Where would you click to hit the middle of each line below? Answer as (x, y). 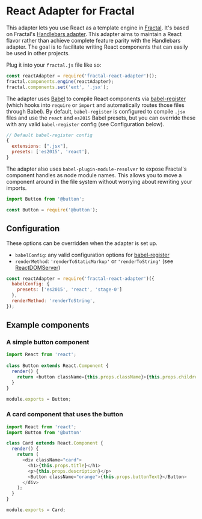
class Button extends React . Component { (58, 366)
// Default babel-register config (50, 135)
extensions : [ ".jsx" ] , (40, 146)
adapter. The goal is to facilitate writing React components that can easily (97, 47)
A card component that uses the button (65, 414)
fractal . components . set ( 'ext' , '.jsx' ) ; (58, 87)
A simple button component (48, 342)
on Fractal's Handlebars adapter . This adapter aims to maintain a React (94, 34)
